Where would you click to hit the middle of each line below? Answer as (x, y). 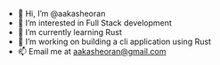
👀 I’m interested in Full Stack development (94, 23)
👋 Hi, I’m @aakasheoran (61, 14)
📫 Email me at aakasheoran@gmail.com (92, 51)
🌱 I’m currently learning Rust (70, 32)
